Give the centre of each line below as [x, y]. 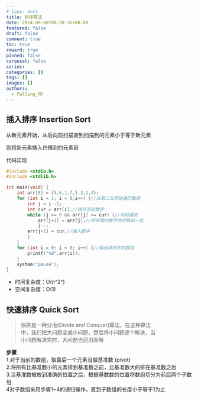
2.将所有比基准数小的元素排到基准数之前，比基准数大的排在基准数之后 [91, 367]
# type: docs [22, 12]
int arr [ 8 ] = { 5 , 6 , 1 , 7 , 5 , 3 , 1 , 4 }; [58, 193]
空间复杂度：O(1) [35, 289]
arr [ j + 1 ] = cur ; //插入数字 [59, 231]
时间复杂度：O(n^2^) [40, 282]
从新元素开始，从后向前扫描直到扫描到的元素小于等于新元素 [79, 135]
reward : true [22, 50]
